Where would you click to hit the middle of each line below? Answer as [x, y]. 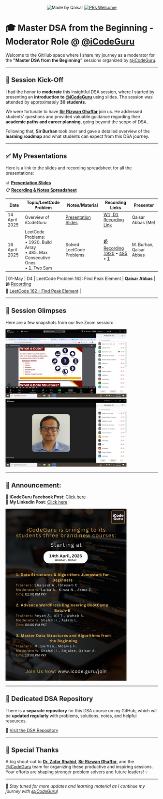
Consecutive [37, 258]
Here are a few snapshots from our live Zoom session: [59, 322]
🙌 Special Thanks [32, 750]
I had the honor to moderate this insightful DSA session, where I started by [80, 92]
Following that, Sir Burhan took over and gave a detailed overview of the [78, 131]
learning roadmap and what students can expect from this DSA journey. [77, 136]
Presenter [144, 205]
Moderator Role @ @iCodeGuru [70, 42]
